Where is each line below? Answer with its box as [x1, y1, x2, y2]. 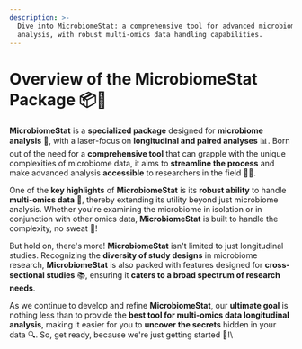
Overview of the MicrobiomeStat [9, 68, 258, 89]
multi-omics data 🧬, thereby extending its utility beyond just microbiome [9, 194, 279, 205]
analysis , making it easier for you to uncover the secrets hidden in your [9, 319, 277, 330]
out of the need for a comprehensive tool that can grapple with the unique [9, 148, 286, 159]
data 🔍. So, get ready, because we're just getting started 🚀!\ [9, 329, 234, 340]
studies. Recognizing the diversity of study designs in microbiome [9, 250, 258, 261]
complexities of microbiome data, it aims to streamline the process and [9, 158, 275, 169]
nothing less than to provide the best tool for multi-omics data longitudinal [9, 309, 289, 320]
